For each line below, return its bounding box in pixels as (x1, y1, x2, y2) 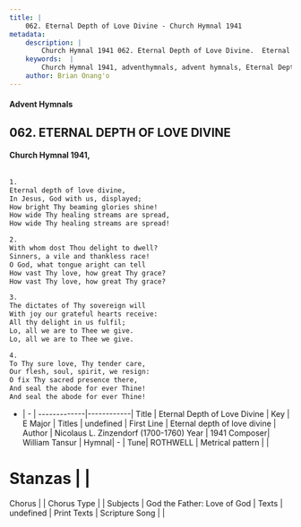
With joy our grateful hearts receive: (9, 310, 159, 319)
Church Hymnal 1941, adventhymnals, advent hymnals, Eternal (41, 64, 275, 72)
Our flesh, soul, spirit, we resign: (9, 368, 150, 377)
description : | (25, 38, 82, 47)
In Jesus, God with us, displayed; (9, 194, 142, 203)
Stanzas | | (9, 469, 91, 489)
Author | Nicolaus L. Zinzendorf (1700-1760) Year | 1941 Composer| (21, 427, 271, 438)
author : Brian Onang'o (25, 72, 110, 81)
